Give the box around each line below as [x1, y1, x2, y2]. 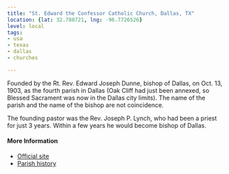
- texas [7, 42, 29, 48]
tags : [7, 29, 23, 36]
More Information [7, 137, 58, 145]
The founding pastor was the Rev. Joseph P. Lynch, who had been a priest [7, 114, 217, 122]
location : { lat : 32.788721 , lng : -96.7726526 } [7, 16, 143, 23]
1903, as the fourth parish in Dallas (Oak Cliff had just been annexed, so [7, 86, 210, 94]
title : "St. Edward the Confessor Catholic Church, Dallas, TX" [7, 10, 195, 17]
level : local [7, 23, 45, 29]
